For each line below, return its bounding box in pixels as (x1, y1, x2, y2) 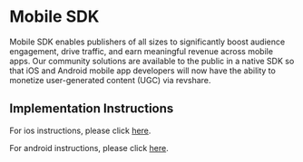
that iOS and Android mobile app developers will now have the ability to (9, 65, 277, 76)
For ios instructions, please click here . (9, 125, 151, 136)
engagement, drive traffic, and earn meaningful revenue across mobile (9, 45, 274, 56)
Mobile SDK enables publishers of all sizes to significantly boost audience (9, 36, 286, 47)
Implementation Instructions (9, 101, 174, 117)
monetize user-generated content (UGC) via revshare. (9, 74, 211, 85)
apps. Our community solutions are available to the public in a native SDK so (9, 55, 295, 66)
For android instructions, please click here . (9, 142, 170, 153)
